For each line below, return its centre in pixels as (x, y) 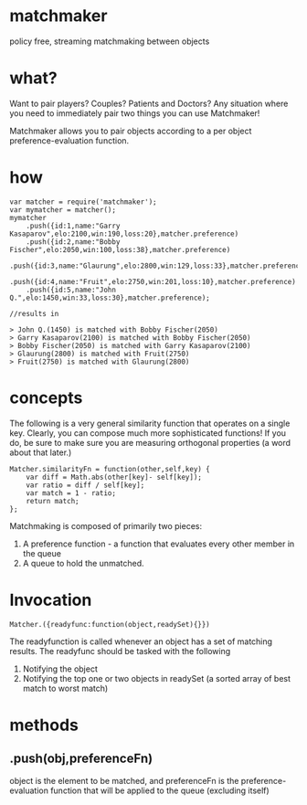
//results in (34, 313)
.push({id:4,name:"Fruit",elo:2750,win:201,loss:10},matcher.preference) (153, 281)
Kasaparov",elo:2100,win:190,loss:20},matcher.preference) (124, 234)
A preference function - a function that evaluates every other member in (159, 544)
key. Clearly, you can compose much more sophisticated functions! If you (148, 433)
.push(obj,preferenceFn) (81, 759)
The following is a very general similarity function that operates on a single (150, 423)
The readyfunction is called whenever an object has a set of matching (141, 641)
